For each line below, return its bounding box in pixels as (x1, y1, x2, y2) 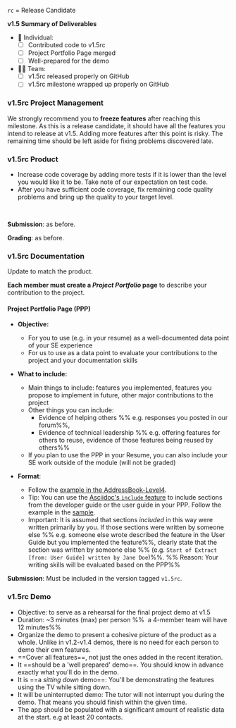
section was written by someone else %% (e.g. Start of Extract (27, 545, 217, 554)
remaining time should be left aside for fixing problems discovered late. (7, 137, 213, 145)
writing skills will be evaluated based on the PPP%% (27, 560, 181, 569)
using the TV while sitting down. (17, 683, 111, 691)
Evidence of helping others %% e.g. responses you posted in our (38, 414, 228, 422)
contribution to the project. (7, 288, 85, 297)
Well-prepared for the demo (27, 56, 109, 66)
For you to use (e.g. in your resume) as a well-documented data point (27, 334, 230, 343)
